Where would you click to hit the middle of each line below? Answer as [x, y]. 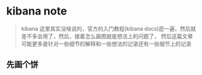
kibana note [37, 11]
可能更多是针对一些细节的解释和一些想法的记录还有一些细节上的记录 [106, 44]
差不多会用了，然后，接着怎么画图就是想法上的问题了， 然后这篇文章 [107, 36]
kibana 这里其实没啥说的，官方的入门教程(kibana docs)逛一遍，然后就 [108, 28]
